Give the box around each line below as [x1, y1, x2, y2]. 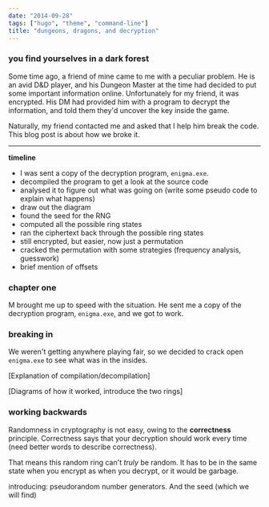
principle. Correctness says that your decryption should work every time [8, 433, 247, 443]
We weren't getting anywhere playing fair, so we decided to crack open [8, 347, 244, 357]
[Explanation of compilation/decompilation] [8, 371, 151, 381]
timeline [8, 152, 36, 162]
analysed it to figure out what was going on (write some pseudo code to [19, 185, 258, 195]
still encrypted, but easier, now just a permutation [19, 236, 184, 245]
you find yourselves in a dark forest [8, 53, 150, 64]
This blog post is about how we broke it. [8, 129, 140, 139]
